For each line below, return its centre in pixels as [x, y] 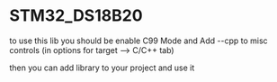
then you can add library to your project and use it [102, 68]
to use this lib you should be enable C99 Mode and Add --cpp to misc [138, 41]
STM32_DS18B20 [76, 16]
